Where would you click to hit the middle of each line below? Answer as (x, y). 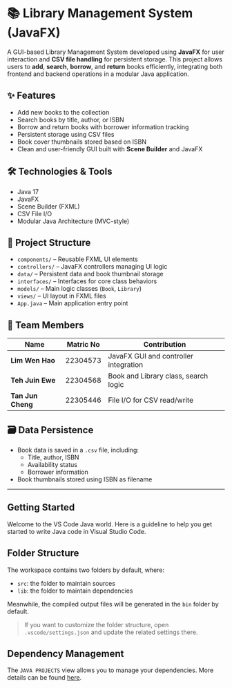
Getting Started (41, 507)
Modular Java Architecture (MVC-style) (73, 221)
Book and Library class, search (158, 376)
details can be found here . (45, 678)
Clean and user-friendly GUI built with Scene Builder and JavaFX (110, 149)
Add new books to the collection (63, 112)
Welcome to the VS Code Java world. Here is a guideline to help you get (110, 524)
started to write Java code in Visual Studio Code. (77, 531)
